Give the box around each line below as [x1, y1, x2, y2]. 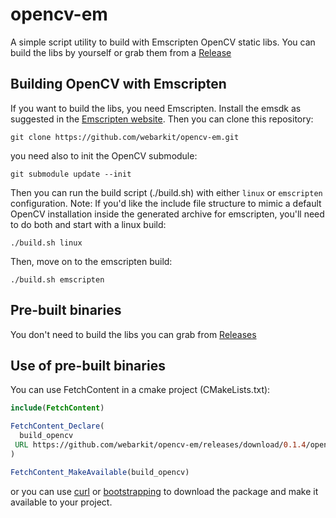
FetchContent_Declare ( [10, 421, 105, 432]
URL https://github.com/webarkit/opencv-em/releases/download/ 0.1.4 [14, 440, 307, 450]
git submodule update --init [10, 169, 132, 179]
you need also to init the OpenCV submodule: [10, 149, 198, 162]
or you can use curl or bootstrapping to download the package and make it [10, 485, 319, 497]
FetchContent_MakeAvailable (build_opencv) [10, 467, 190, 477]
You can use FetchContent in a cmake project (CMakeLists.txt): [10, 384, 271, 396]
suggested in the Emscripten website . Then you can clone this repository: [10, 113, 314, 125]
